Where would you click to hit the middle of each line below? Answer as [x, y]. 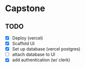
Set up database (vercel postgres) [46, 49]
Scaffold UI [23, 44]
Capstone [25, 8]
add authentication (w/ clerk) [41, 60]
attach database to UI [34, 54]
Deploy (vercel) [27, 38]
